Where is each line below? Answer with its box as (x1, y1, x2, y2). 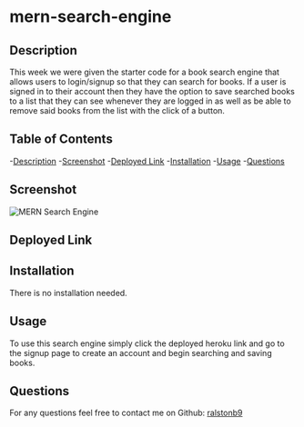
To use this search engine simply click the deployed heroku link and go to (9, 338, 285, 349)
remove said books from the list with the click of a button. (9, 105, 226, 115)
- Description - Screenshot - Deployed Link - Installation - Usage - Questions (9, 155, 285, 166)
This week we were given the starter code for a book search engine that (9, 66, 280, 77)
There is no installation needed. (9, 287, 127, 298)
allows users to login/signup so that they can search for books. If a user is (9, 76, 287, 87)
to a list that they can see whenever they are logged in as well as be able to (9, 95, 291, 106)
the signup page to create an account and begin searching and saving (9, 347, 272, 358)
